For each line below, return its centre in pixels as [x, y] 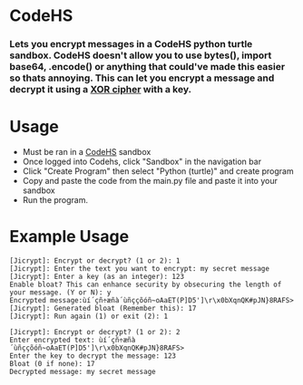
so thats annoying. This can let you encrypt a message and [142, 78]
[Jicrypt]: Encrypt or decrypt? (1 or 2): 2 [95, 332]
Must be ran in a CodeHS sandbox [87, 152]
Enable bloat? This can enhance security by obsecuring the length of [146, 284]
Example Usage [69, 237]
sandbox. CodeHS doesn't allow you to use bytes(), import [141, 55]
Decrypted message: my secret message [83, 371]
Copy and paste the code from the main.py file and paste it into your [150, 181]
